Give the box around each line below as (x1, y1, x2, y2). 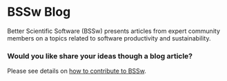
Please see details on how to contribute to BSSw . (7, 67, 146, 76)
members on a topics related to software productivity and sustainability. (7, 34, 211, 42)
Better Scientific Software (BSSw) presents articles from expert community (7, 27, 221, 35)
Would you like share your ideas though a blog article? (7, 51, 193, 60)
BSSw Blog (7, 4, 71, 20)
